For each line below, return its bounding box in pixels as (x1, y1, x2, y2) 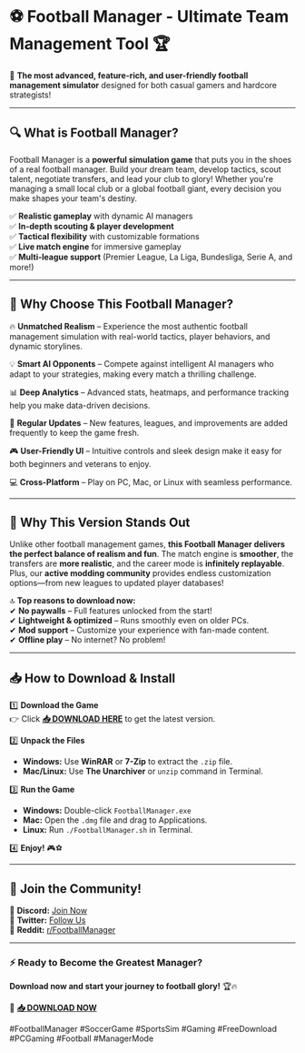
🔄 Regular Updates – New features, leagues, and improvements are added (9, 417, 289, 428)
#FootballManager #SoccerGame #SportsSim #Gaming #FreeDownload (9, 1024, 277, 1035)
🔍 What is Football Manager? (9, 126, 179, 141)
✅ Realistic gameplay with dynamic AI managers (9, 210, 193, 221)
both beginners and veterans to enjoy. (9, 458, 152, 469)
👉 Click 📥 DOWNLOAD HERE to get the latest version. (9, 714, 216, 724)
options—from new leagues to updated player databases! (9, 578, 224, 589)
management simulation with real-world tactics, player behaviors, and (9, 330, 271, 341)
